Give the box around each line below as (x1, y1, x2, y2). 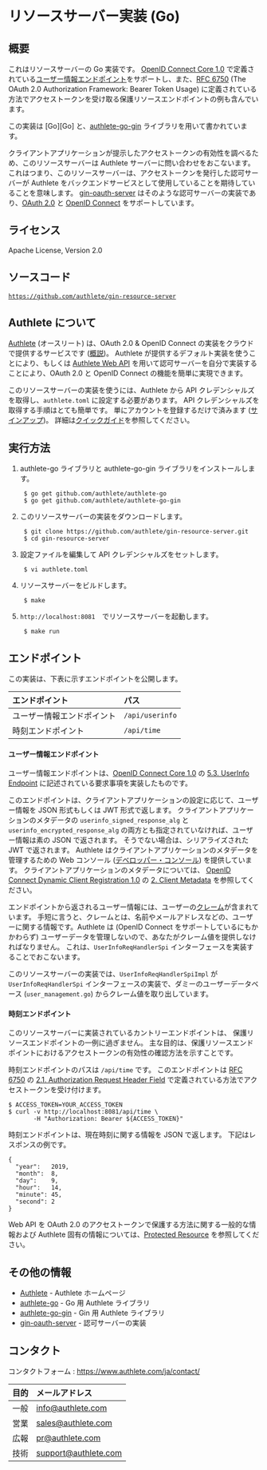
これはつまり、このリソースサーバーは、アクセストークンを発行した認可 (8, 169, 245, 177)
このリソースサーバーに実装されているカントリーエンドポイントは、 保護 (8, 1028, 247, 1038)
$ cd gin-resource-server (23, 534, 110, 543)
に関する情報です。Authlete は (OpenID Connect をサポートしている (14, 922, 238, 932)
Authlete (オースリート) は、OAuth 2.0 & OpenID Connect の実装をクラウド (8, 339, 254, 348)
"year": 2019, (15, 1163, 69, 1171)
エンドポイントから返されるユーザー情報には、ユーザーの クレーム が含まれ (8, 902, 253, 912)
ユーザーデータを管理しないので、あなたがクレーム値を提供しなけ (40, 932, 257, 942)
